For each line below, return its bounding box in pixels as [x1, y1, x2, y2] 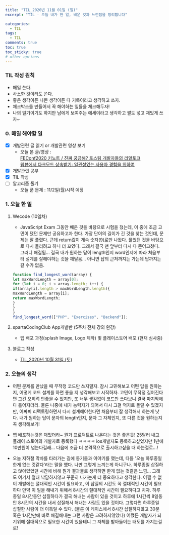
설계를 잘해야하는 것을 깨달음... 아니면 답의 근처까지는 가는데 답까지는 [25, 255, 161, 261]
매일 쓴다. [12, 84, 32, 90]
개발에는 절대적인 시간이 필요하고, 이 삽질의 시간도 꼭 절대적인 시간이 [18, 480, 153, 486]
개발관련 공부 [12, 168, 39, 174]
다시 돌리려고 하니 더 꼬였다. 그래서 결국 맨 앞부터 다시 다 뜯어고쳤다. [25, 243, 160, 249]
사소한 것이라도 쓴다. [12, 91, 53, 97]
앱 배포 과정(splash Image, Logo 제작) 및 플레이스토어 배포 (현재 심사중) [20, 335, 163, 341]
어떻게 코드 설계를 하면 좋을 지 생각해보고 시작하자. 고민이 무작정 [19, 389, 146, 395]
